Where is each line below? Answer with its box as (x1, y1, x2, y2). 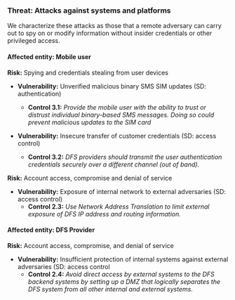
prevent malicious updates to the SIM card (27, 118, 152, 126)
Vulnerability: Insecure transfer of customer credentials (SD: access (17, 131, 217, 140)
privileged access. (7, 37, 61, 45)
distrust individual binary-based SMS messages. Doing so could (27, 110, 215, 119)
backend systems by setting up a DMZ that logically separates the (27, 277, 221, 286)
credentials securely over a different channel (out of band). (27, 160, 200, 169)
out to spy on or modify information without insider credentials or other (7, 29, 213, 37)
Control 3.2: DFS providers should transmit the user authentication (27, 152, 222, 161)
